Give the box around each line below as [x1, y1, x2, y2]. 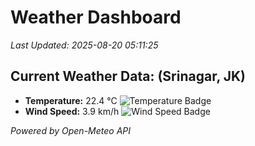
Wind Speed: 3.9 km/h [24, 105, 120, 117]
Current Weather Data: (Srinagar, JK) [10, 68, 247, 85]
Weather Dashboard [10, 6, 182, 29]
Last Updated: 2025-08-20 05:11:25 [10, 39, 159, 51]
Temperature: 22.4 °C [24, 94, 118, 106]
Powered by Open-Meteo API [10, 124, 132, 136]
